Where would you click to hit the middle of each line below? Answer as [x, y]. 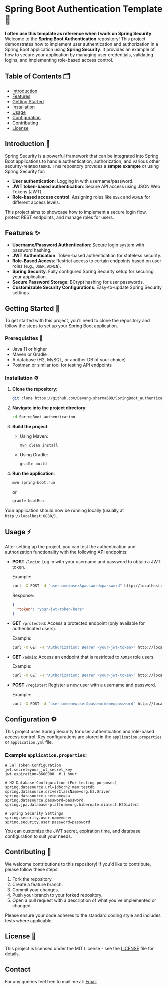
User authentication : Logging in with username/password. [73, 181]
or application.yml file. [29, 742]
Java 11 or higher [30, 349]
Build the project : [30, 426]
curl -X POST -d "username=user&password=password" [67, 586]
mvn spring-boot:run [34, 483]
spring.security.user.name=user [39, 818]
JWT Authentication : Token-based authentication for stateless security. [86, 256]
